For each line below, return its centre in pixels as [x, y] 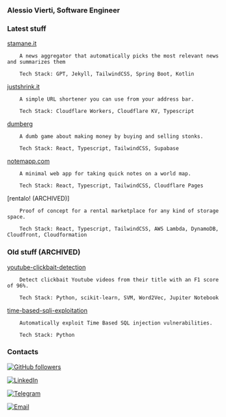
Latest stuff [27, 28]
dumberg [20, 124]
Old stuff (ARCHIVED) [44, 252]
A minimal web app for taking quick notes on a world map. [105, 174]
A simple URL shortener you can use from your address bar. [107, 99]
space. [16, 217]
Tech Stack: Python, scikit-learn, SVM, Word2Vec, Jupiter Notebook [119, 298]
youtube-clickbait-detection [47, 267]
